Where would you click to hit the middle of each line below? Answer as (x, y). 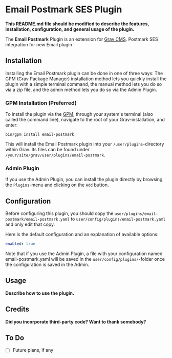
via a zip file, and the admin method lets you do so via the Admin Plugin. (81, 89)
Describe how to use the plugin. (40, 293)
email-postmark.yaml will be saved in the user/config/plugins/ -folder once (85, 259)
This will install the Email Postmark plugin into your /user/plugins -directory (85, 144)
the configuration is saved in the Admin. (47, 265)
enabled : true (20, 244)
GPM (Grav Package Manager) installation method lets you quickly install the (86, 79)
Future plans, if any (33, 350)
